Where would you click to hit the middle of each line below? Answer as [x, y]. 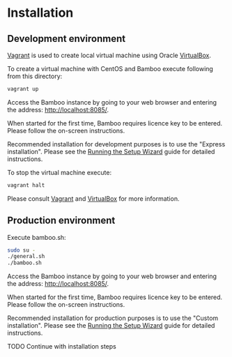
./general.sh [26, 257]
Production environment [61, 221]
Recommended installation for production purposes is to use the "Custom [113, 318]
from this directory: [35, 76]
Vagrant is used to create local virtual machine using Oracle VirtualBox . [109, 55]
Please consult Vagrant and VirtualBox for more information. [93, 198]
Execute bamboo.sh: [37, 237]
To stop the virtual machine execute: [60, 172]
